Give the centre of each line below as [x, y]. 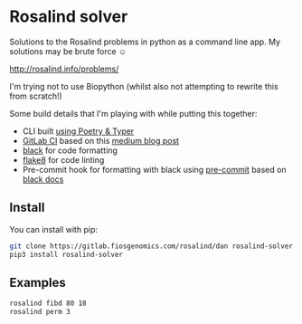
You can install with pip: [53, 229]
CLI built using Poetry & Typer [78, 131]
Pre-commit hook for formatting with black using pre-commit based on [154, 169]
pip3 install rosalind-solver [66, 254]
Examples [38, 282]
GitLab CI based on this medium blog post [100, 140]
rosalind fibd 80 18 [48, 304]
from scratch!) [36, 96]
